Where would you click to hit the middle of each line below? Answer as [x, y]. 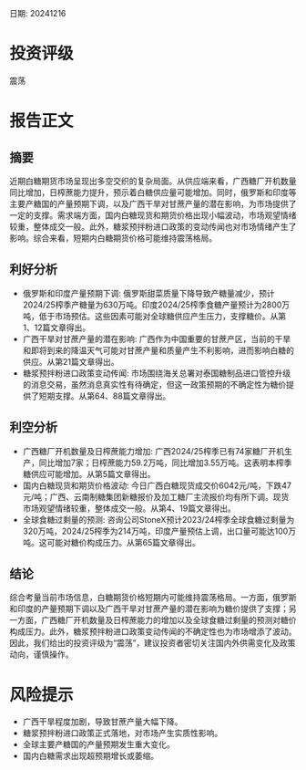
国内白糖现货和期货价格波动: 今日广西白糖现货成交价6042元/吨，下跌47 [157, 485]
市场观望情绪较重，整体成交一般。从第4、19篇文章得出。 [129, 508]
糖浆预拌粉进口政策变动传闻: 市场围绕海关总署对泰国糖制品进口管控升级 [157, 373]
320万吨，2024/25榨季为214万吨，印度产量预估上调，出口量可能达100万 [159, 531]
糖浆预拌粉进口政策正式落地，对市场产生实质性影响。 [122, 734]
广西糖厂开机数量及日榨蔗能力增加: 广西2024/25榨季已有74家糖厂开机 [153, 451]
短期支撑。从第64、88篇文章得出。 [105, 396]
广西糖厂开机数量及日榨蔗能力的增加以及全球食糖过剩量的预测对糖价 [168, 620]
